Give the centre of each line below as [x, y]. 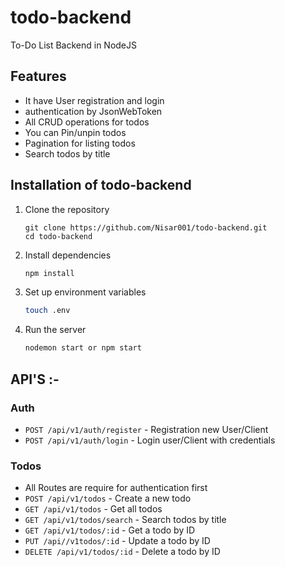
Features [38, 76]
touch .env [47, 311]
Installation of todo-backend [101, 185]
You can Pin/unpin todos [75, 132]
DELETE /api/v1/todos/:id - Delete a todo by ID [122, 552]
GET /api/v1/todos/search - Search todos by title [125, 520]
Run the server [55, 330]
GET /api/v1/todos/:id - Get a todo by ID [110, 530]
